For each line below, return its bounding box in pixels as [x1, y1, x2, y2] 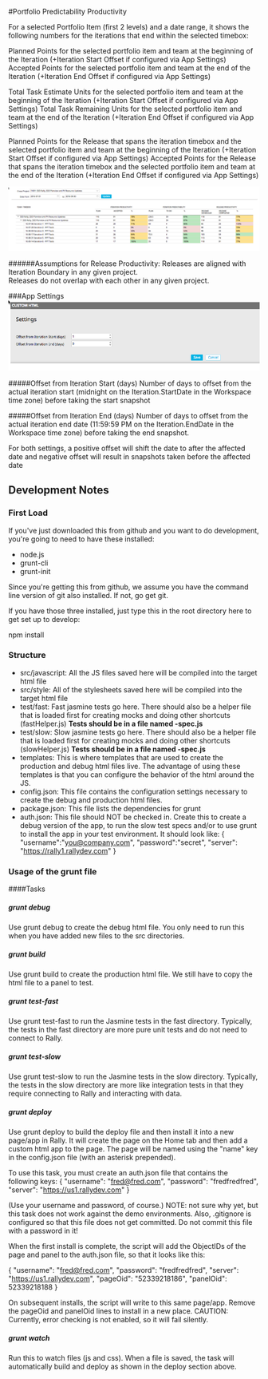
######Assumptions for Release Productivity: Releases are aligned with [8, 259, 246, 268]
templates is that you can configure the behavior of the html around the [19, 770, 254, 779]
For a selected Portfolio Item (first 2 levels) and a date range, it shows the [8, 22, 250, 31]
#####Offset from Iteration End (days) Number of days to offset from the [8, 410, 249, 420]
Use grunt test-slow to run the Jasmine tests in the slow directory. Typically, [8, 1072, 258, 1081]
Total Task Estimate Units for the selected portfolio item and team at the [8, 87, 243, 97]
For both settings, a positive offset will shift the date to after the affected [8, 443, 246, 453]
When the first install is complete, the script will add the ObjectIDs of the [8, 1241, 246, 1250]
